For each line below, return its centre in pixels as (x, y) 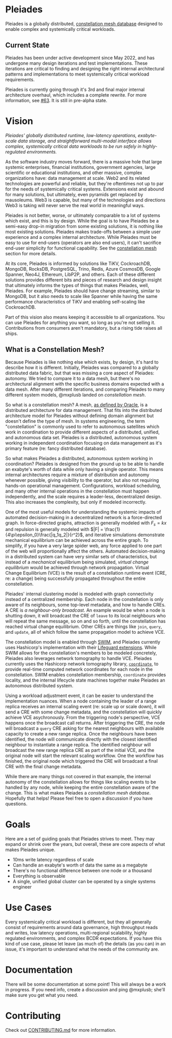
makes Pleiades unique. (30, 850)
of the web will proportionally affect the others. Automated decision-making (85, 551)
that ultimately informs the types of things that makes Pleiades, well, (77, 285)
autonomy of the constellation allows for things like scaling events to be (81, 782)
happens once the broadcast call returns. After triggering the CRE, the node (85, 723)
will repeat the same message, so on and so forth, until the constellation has (85, 621)
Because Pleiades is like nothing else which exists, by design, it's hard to (82, 362)
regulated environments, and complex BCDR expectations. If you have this (84, 938)
